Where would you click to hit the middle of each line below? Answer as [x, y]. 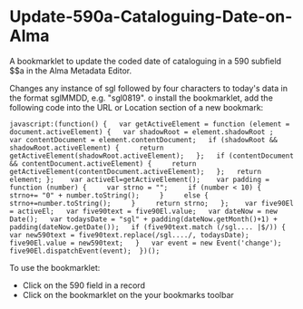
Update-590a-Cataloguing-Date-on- [151, 17]
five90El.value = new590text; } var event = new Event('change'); [146, 243]
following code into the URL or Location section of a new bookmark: [137, 107]
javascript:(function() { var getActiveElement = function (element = [150, 124]
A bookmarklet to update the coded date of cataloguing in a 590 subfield [146, 61]
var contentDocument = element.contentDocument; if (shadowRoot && [144, 140]
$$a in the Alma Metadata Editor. [71, 71]
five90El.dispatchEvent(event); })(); [85, 251]
